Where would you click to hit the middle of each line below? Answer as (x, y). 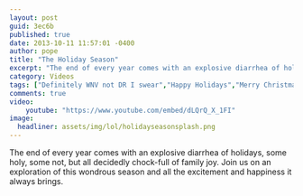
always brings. (37, 181)
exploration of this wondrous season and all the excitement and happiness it (151, 172)
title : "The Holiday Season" (64, 60)
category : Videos (42, 77)
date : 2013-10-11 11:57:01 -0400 (72, 43)
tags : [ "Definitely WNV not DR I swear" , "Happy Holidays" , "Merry (134, 85)
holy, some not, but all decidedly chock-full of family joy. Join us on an (141, 162)
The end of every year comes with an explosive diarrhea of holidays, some (148, 153)
